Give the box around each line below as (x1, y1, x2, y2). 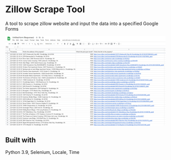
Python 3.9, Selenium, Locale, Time (5, 149, 80, 155)
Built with (5, 136, 36, 144)
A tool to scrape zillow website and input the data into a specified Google (5, 20, 159, 26)
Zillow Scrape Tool (5, 4, 85, 15)
